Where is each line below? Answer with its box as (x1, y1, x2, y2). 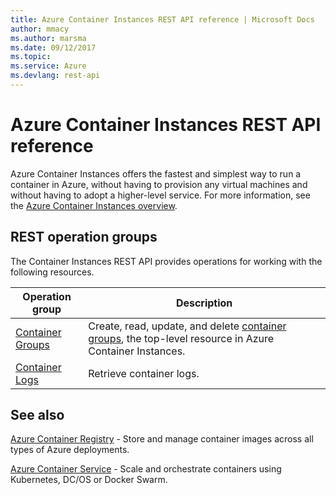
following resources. (10, 266, 95, 278)
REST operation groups (10, 229, 158, 246)
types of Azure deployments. (10, 444, 130, 456)
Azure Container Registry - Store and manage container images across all (10, 433, 314, 445)
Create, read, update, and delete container (88, 319, 287, 333)
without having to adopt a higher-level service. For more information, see (10, 189, 311, 201)
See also (10, 407, 65, 424)
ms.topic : (10, 52, 52, 62)
